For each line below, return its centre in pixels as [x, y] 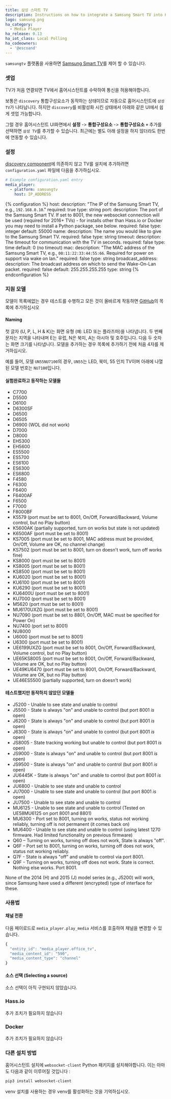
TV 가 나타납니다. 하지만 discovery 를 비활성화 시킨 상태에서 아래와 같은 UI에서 [82, 107]
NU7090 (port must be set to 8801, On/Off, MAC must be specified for [86, 615]
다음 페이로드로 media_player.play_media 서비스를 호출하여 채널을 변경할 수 [81, 928]
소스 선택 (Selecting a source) [36, 975]
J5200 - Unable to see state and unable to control [65, 705]
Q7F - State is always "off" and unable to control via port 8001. [78, 856]
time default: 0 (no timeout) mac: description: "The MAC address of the [80, 247]
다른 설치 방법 [21, 1053]
